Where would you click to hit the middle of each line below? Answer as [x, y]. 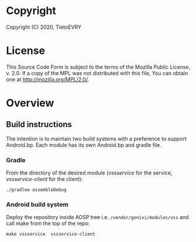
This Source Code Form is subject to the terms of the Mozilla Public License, [98, 67]
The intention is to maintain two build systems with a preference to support [96, 138]
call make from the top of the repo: [48, 223]
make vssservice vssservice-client [51, 234]
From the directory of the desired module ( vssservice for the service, [89, 173]
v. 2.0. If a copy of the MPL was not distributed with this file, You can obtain [97, 73]
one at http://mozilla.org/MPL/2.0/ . [48, 79]
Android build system [37, 204]
